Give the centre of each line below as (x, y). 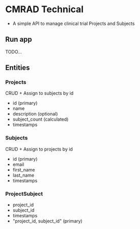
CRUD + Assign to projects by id (39, 149)
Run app (19, 39)
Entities (18, 68)
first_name (24, 169)
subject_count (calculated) (40, 119)
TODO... (13, 51)
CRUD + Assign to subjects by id (39, 93)
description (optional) (35, 114)
